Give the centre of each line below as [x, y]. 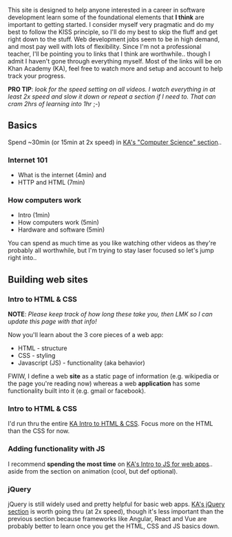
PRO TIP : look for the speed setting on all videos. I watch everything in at [112, 89]
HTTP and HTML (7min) [51, 183]
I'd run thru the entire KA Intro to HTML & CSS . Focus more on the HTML [110, 424]
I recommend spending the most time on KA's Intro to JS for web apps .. [110, 464]
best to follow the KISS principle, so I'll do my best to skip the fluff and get [113, 32]
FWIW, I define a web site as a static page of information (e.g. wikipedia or [114, 376]
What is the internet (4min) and [62, 175]
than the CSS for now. [39, 431]
